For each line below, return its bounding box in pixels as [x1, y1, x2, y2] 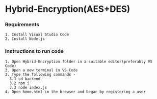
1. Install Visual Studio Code [5, 32, 69, 37]
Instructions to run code [5, 48, 64, 55]
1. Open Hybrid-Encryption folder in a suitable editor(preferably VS [5, 59, 153, 64]
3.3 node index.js [9, 85, 48, 90]
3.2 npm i [9, 80, 29, 86]
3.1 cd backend [9, 76, 41, 81]
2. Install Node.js [5, 36, 45, 41]
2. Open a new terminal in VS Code [5, 67, 78, 72]
